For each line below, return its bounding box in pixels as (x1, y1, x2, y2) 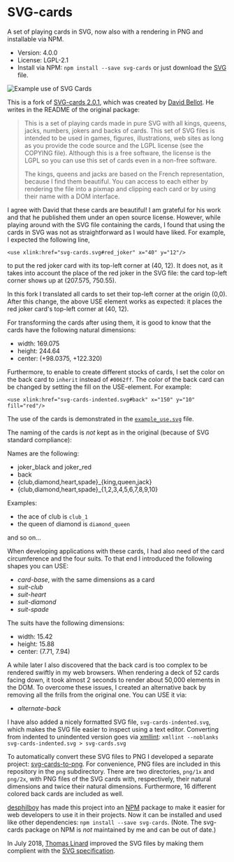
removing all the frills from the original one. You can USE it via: (7, 690, 187, 699)
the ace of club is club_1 (17, 512, 89, 521)
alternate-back (17, 704, 61, 712)
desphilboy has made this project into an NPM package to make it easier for (7, 803, 226, 812)
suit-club (17, 582, 43, 591)
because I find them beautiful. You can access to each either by (24, 177, 208, 186)
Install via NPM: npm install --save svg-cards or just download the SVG (17, 63, 227, 71)
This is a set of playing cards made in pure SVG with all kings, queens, (24, 118, 227, 127)
